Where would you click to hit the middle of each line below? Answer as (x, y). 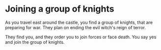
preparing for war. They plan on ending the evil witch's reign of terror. (76, 27)
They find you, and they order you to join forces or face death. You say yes (81, 37)
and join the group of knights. (35, 42)
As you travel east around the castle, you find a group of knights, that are (79, 22)
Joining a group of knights (60, 9)
